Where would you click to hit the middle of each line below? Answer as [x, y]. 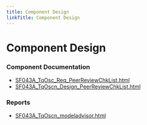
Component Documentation [48, 66]
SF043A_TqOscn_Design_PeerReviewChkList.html [78, 87]
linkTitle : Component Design [43, 18]
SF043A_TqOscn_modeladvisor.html [60, 116]
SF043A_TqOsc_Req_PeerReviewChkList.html [72, 80]
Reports [18, 102]
